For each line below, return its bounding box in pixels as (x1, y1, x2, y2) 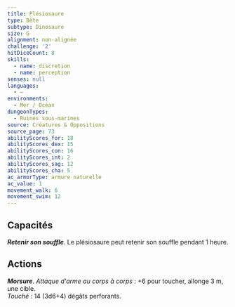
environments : (7, 96, 49, 103)
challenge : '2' (7, 43, 52, 50)
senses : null (7, 75, 46, 83)
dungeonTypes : (7, 108, 49, 115)
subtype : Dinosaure (7, 23, 65, 30)
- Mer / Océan (13, 102, 55, 109)
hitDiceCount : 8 (7, 50, 55, 57)
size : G (7, 30, 30, 37)
